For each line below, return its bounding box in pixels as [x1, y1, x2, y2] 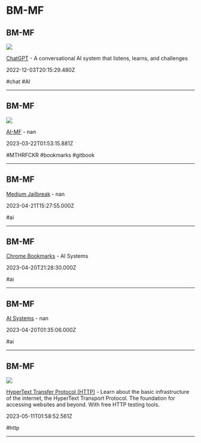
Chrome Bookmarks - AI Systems [6, 253, 89, 260]
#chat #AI [6, 78, 31, 85]
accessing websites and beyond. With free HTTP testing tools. [6, 401, 160, 408]
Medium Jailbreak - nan [6, 190, 65, 197]
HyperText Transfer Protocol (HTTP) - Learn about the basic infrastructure [6, 388, 190, 396]
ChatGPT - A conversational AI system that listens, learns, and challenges [6, 55, 188, 62]
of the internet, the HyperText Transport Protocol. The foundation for [6, 394, 175, 402]
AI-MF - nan [6, 128, 36, 135]
